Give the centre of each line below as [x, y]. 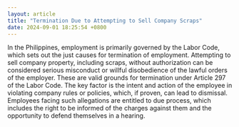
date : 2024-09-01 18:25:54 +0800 [57, 27]
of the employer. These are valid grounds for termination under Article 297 [117, 78]
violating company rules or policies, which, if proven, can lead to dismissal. [118, 93]
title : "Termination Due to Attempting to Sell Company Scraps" [105, 21]
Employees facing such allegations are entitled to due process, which [110, 101]
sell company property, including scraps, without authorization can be [110, 63]
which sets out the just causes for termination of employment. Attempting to [119, 55]
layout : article [31, 14]
